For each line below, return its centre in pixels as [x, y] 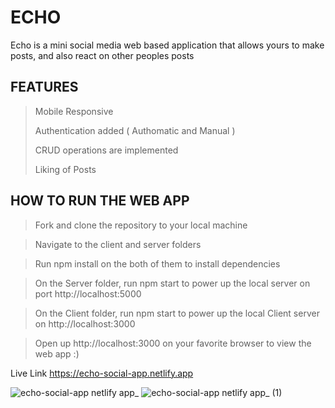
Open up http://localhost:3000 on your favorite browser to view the [173, 343]
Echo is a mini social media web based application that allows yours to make [167, 45]
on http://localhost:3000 [85, 323]
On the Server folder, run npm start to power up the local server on [172, 283]
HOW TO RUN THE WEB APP [100, 201]
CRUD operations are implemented [106, 150]
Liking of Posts [65, 169]
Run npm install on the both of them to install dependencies [157, 263]
